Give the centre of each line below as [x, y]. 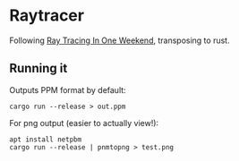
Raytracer [47, 16]
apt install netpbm [46, 140]
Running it [38, 68]
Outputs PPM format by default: [68, 89]
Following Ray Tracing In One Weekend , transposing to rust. [119, 40]
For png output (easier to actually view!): [84, 123]
